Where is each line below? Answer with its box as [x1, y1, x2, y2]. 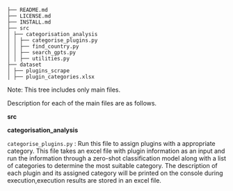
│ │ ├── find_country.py [7, 43, 79, 50]
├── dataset [7, 61, 42, 68]
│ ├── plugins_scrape [7, 67, 70, 74]
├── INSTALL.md [7, 19, 51, 26]
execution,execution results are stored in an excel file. [7, 176, 162, 184]
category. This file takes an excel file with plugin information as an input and [7, 147, 225, 155]
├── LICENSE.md [7, 13, 51, 19]
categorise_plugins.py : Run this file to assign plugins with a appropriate [7, 140, 216, 147]
